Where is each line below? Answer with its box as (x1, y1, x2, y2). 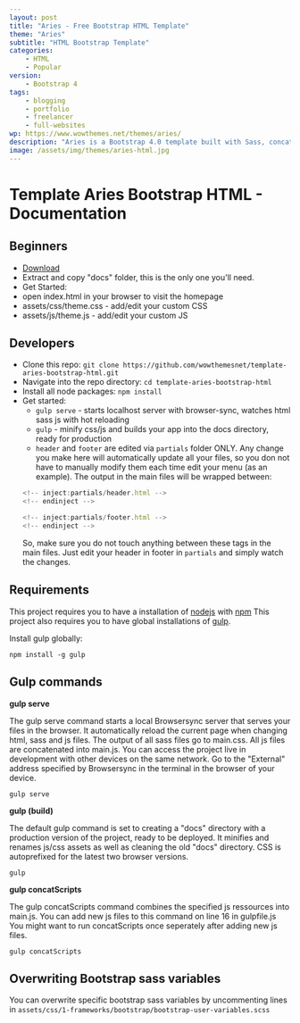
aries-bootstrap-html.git (21, 369, 119, 378)
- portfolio (25, 104, 70, 113)
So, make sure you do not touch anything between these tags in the (21, 537, 272, 548)
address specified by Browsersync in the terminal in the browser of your (9, 762, 275, 773)
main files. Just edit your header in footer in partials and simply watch (21, 546, 284, 558)
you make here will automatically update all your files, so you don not (35, 453, 290, 463)
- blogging (25, 96, 66, 105)
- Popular (25, 63, 62, 72)
